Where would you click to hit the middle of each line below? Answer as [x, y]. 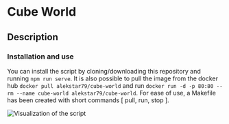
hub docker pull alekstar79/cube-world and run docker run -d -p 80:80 [110, 85]
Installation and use [40, 57]
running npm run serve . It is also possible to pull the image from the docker [112, 78]
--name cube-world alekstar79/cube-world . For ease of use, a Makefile [116, 93]
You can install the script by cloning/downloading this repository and [104, 71]
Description [33, 37]
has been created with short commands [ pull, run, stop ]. [88, 100]
